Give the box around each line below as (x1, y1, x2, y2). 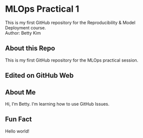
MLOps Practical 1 (5, 3, 79, 15)
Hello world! (5, 128, 29, 134)
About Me (5, 88, 36, 96)
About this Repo (5, 44, 55, 52)
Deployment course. (5, 24, 46, 30)
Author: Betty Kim (5, 30, 41, 36)
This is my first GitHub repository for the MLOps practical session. (5, 57, 139, 63)
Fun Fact (5, 115, 32, 123)
